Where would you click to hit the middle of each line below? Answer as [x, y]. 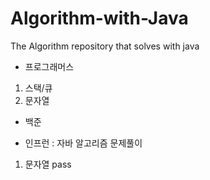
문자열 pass [48, 164]
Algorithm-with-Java [99, 18]
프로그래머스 [49, 66]
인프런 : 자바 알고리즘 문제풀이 [83, 143]
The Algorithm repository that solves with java [105, 46]
